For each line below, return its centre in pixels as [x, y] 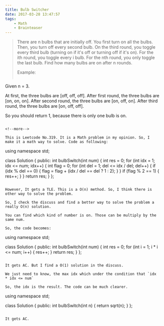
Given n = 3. [17, 86]
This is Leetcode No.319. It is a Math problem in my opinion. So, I [78, 138]
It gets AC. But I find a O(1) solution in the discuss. [64, 266]
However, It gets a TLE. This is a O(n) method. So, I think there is [79, 190]
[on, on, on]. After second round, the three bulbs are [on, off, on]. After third [82, 101]
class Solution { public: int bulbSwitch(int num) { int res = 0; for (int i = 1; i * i [82, 247]
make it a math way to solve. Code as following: [57, 142]
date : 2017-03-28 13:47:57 [33, 14]
